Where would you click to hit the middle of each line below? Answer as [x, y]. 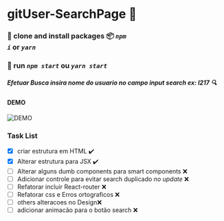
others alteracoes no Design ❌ [59, 202]
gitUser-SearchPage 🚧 [72, 14]
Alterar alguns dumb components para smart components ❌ [102, 171]
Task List [22, 136]
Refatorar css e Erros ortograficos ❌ [68, 195]
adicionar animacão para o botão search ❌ [77, 210]
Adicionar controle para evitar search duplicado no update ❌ [103, 179]
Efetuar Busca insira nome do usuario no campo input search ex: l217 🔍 [112, 83]
